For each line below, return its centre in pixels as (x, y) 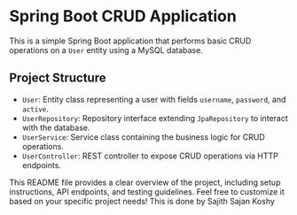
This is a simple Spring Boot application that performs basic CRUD (130, 41)
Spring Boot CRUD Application (123, 16)
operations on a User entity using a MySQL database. (106, 50)
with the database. (56, 127)
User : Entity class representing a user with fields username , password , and (154, 99)
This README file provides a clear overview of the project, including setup (145, 182)
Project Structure (58, 78)
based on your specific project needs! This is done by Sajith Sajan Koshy (142, 201)
